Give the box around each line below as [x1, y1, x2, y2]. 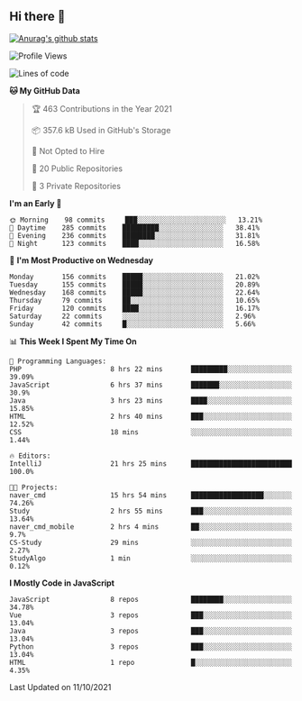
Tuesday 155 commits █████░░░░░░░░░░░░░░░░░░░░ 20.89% [9, 280, 260, 289]
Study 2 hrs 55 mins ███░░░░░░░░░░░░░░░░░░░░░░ [9, 506, 293, 515]
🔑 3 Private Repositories [31, 180, 122, 191]
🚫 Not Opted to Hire [31, 145, 105, 156]
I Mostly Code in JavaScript [9, 578, 115, 588]
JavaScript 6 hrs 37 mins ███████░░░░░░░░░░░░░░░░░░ [9, 380, 293, 389]
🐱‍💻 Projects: [9, 483, 59, 492]
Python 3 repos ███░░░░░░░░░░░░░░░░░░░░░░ [9, 642, 293, 651]
